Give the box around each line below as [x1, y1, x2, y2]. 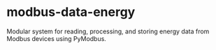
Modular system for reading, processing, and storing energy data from [6, 27, 210, 35]
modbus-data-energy [6, 4, 136, 20]
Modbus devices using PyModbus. [6, 34, 106, 42]
